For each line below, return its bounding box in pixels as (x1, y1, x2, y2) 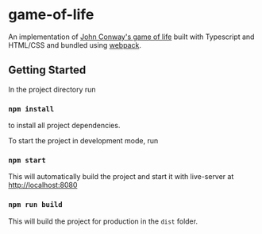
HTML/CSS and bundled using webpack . (8, 40, 141, 49)
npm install (8, 104, 55, 113)
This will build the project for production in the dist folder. (8, 216, 198, 226)
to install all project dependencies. (8, 121, 121, 131)
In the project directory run (8, 84, 97, 94)
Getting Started (8, 64, 87, 77)
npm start (8, 155, 46, 165)
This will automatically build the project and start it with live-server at (8, 172, 234, 181)
